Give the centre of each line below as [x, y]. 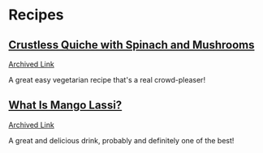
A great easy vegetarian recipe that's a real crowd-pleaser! [107, 80]
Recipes [36, 15]
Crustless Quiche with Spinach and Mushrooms [131, 45]
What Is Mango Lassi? [65, 106]
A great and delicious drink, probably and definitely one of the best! [121, 140]
